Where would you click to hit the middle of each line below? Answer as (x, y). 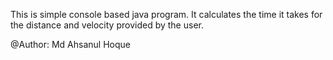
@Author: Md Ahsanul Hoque (70, 44)
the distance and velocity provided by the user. (107, 25)
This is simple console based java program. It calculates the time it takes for (166, 14)
